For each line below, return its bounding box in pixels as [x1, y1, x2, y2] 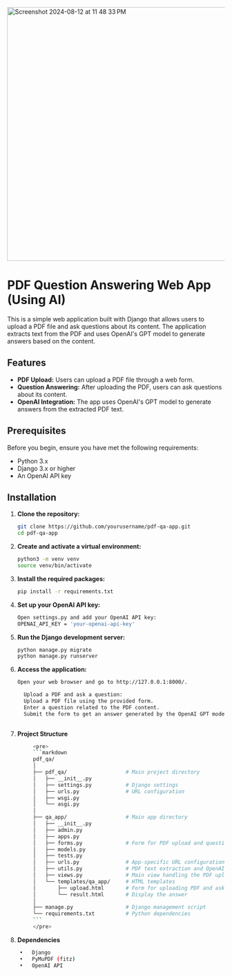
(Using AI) [7, 292, 66, 308]
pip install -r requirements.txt [17, 588, 114, 595]
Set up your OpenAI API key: [17, 601, 101, 609]
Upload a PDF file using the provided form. [23, 698, 154, 704]
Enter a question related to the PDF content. [23, 704, 160, 711]
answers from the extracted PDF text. [17, 405, 124, 413]
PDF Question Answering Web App [7, 277, 211, 293]
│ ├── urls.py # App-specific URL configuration [32, 859, 225, 866]
